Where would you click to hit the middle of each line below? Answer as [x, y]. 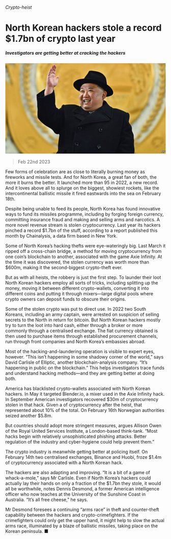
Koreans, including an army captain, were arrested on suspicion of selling [82, 315]
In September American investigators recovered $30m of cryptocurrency [82, 400]
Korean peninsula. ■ [27, 531]
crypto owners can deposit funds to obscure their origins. [66, 299]
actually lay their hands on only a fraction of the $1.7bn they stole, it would [83, 483]
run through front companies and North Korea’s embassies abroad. [75, 342]
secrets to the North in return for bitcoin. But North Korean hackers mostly [83, 320]
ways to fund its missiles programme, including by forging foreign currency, [84, 214]
